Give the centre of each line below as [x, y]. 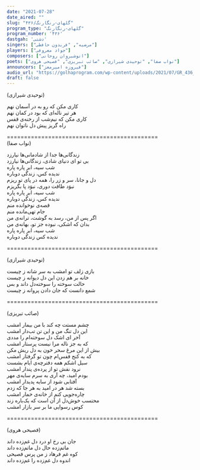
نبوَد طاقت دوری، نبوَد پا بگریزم [41, 186]
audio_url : [20, 72]
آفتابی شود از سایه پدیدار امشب [42, 381]
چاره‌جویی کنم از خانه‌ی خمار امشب [46, 394]
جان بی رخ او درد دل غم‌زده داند [42, 441]
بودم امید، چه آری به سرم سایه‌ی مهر [47, 376]
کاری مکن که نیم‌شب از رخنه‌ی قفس [47, 119]
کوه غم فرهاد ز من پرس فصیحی [42, 454]
